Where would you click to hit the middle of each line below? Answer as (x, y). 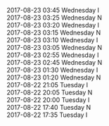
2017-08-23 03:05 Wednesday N (54, 48)
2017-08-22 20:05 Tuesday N (50, 92)
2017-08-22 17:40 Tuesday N (49, 107)
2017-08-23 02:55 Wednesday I (53, 55)
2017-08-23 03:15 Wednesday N (54, 32)
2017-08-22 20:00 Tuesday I (48, 100)
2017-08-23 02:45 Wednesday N (54, 62)
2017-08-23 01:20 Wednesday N (54, 77)
